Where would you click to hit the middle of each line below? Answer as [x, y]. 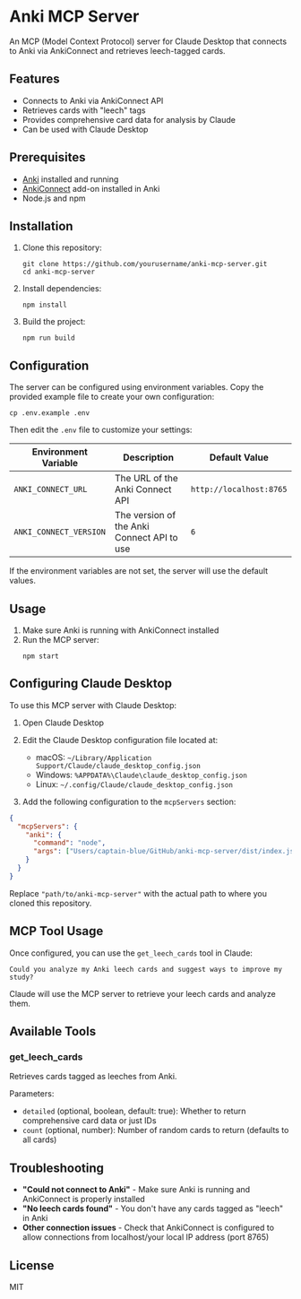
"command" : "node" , [69, 843]
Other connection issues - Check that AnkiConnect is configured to [148, 1228]
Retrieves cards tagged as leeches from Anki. [93, 1077]
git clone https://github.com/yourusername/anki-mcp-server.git [145, 264]
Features [34, 79]
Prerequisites [47, 157]
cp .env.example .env [50, 413]
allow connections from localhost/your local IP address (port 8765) [146, 1237]
